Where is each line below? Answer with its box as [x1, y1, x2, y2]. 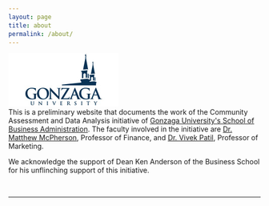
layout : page [8, 13, 52, 21]
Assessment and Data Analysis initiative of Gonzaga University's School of [8, 116, 255, 126]
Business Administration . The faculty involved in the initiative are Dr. [8, 124, 233, 134]
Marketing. [8, 141, 44, 151]
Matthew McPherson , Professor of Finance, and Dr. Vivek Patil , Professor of [8, 133, 259, 143]
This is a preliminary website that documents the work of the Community [8, 107, 248, 117]
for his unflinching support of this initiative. [8, 165, 150, 176]
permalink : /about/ [8, 30, 74, 38]
